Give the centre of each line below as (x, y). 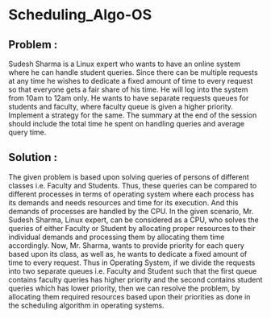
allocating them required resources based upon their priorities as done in (129, 296)
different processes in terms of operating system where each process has (131, 194)
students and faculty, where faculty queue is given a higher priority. (121, 107)
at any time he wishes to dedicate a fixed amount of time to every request (131, 81)
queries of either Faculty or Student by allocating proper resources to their (132, 228)
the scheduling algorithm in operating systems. (86, 305)
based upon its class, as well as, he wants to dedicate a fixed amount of (128, 254)
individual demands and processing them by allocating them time (117, 237)
